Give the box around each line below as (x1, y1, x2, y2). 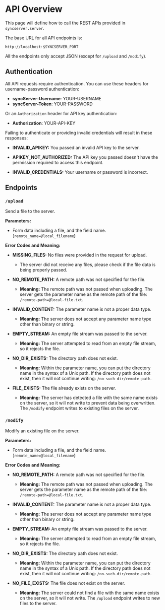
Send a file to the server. (5, 208, 55, 214)
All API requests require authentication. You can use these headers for (5, 80, 149, 86)
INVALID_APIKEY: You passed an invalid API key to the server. (12, 144, 140, 150)
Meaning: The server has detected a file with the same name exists (19, 395, 158, 401)
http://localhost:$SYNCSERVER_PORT (5, 44, 79, 49)
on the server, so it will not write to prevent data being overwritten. (19, 400, 156, 406)
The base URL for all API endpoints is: (5, 35, 83, 41)
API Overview (5, 3, 63, 15)
